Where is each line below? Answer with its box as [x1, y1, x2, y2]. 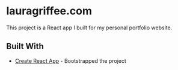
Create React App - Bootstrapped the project [14, 57, 126, 64]
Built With [6, 41, 44, 51]
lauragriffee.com [6, 4, 92, 18]
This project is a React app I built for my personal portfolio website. [6, 24, 173, 31]
